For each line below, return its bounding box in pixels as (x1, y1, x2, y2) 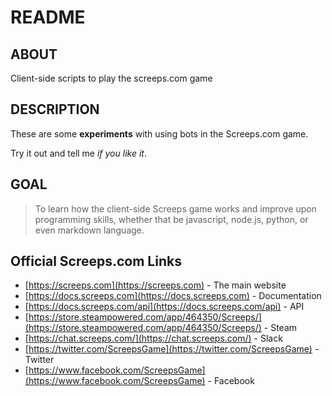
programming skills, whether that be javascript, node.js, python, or (34, 213, 309, 225)
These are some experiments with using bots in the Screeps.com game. (10, 127, 309, 140)
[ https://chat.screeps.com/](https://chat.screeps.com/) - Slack (24, 332, 283, 345)
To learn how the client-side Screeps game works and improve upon (34, 202, 317, 215)
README (10, 6, 86, 29)
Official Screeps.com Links (10, 253, 182, 270)
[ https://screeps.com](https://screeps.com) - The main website (24, 279, 287, 291)
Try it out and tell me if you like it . (10, 147, 147, 159)
